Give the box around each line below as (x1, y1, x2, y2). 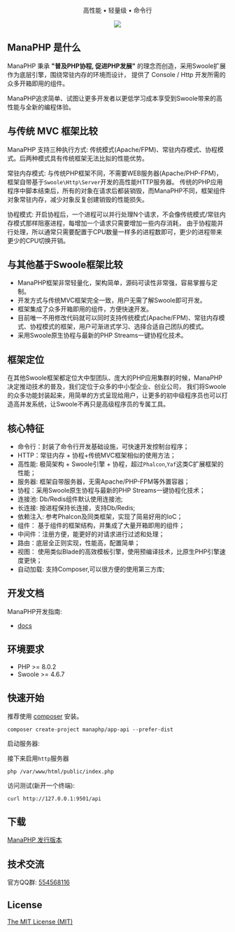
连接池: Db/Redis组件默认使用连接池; (17, 495, 124, 503)
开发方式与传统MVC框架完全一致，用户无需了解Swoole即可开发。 (17, 296, 206, 305)
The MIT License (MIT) (7, 917, 73, 926)
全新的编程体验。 (25, 102, 75, 111)
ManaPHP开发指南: (7, 607, 62, 615)
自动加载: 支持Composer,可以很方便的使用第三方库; (17, 565, 165, 573)
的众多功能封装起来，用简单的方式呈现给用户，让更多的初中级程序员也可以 (7, 391, 222, 399)
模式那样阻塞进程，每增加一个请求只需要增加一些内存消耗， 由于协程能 (13, 219, 218, 227)
